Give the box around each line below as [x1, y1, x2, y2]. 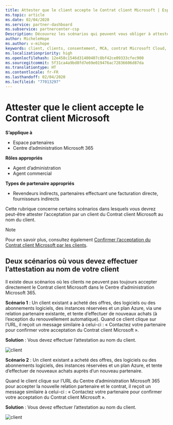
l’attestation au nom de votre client [5, 265, 119, 274]
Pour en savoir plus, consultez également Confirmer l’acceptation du [5, 236, 151, 242]
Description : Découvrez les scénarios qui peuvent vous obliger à [5, 31, 151, 37]
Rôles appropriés [5, 155, 43, 161]
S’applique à [5, 129, 32, 135]
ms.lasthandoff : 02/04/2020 [5, 75, 66, 80]
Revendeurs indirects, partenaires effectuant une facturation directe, [12, 190, 159, 196]
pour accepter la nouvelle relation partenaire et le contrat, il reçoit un [5, 383, 151, 389]
